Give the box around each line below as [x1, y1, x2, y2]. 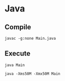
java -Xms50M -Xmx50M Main [4, 71, 61, 76]
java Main [4, 63, 25, 68]
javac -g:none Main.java [4, 36, 56, 41]
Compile [4, 23, 31, 31]
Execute [4, 49, 31, 58]
